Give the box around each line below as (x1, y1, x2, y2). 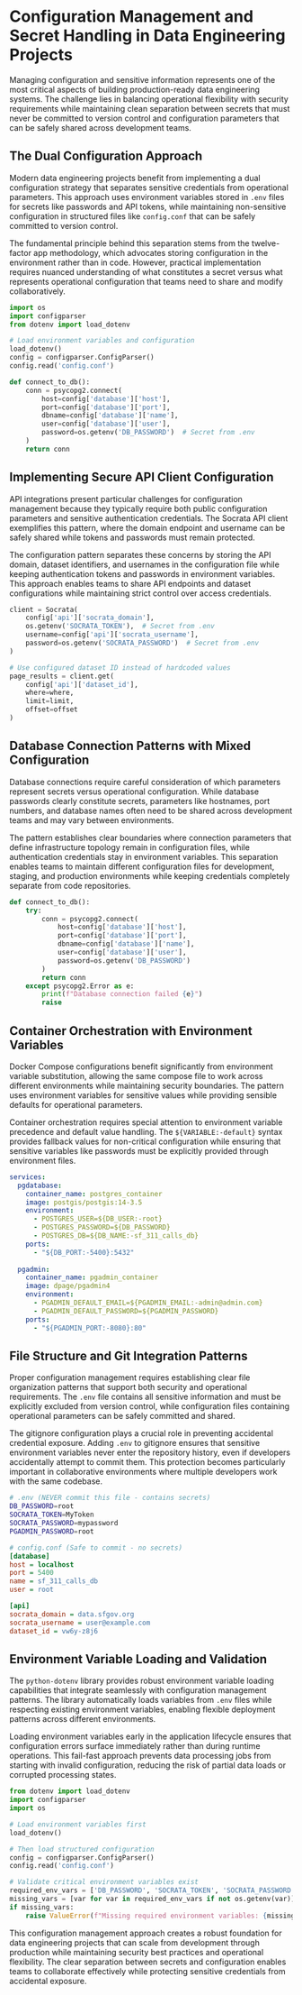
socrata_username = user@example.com (9, 1618, 151, 1627)
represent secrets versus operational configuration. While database (9, 786, 259, 797)
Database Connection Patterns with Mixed (9, 738, 252, 754)
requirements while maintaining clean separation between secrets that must (9, 103, 290, 114)
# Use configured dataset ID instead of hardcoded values (9, 663, 231, 673)
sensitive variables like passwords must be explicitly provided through (9, 1145, 270, 1156)
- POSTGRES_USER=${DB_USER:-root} (32, 1214, 164, 1223)
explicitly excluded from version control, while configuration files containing (9, 1401, 290, 1412)
